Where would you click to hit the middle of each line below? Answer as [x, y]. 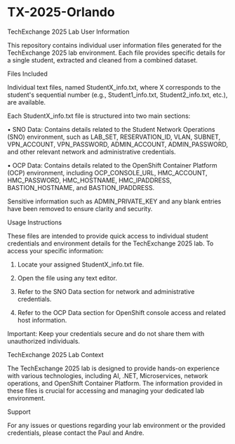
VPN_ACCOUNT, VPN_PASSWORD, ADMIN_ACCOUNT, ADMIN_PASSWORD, [117, 144]
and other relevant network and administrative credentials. [92, 152]
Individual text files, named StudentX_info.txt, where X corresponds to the [114, 87]
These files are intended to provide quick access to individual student [108, 236]
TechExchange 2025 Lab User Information [68, 32]
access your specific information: [55, 250]
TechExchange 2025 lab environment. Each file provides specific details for [116, 53]
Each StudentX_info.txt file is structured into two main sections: [99, 116]
